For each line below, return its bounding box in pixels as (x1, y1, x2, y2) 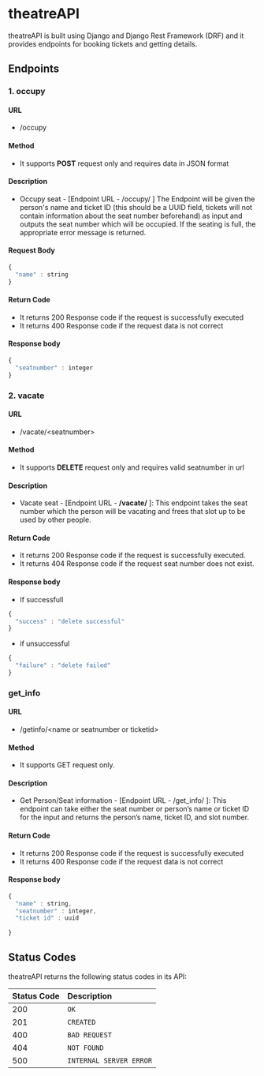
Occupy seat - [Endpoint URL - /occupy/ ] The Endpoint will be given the (19, 194, 255, 204)
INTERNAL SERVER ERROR (67, 1055, 152, 1065)
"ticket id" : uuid (15, 914, 80, 922)
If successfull (19, 594, 64, 604)
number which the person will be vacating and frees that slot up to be (19, 507, 246, 516)
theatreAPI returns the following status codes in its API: (8, 972, 188, 981)
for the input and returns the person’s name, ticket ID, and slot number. (19, 812, 250, 822)
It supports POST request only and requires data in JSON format (19, 159, 229, 168)
